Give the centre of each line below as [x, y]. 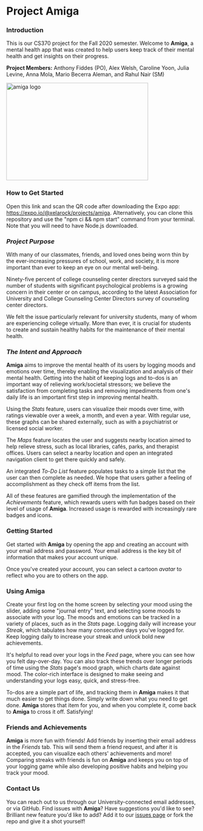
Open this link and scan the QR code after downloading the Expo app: [93, 206]
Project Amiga [43, 11]
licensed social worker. [35, 429]
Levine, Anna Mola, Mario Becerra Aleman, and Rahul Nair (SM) [85, 75]
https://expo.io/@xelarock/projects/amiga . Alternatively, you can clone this [99, 212]
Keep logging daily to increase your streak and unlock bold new [86, 636]
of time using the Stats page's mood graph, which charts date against [93, 667]
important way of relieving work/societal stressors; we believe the [88, 384]
